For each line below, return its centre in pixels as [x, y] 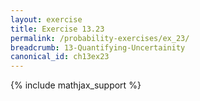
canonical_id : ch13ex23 [60, 57]
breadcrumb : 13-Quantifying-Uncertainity [98, 47]
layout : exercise [46, 19]
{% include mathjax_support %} [76, 85]
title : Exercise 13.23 [57, 29]
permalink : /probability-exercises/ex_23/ [100, 38]
